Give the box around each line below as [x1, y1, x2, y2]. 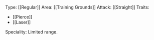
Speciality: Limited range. [5, 29, 58, 34]
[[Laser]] [12, 19, 31, 25]
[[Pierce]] [12, 14, 33, 19]
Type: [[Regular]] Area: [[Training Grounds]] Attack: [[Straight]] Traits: [5, 4, 149, 10]
